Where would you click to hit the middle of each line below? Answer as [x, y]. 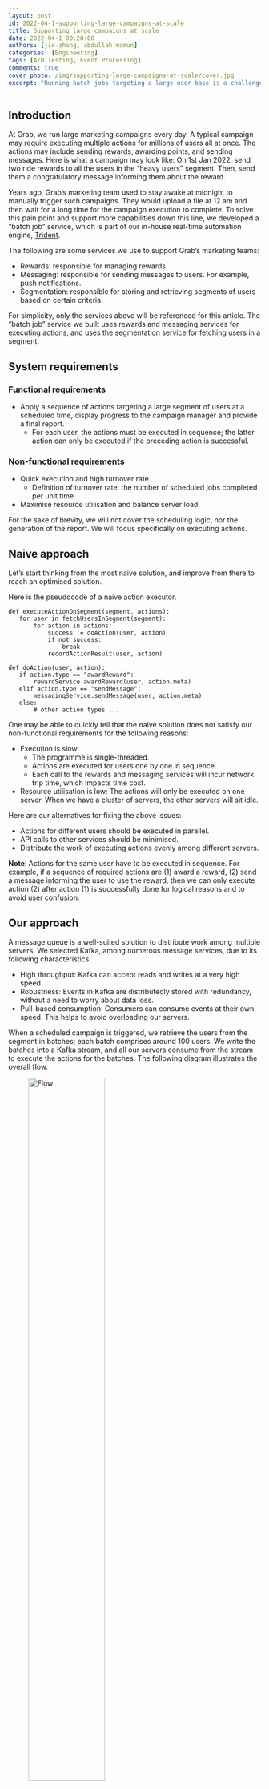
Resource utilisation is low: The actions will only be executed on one [132, 792]
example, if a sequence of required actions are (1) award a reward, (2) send [132, 872]
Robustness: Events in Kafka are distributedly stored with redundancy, [136, 991]
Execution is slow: [50, 749]
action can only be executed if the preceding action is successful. [141, 441]
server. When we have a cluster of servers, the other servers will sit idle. [139, 800]
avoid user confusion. [44, 897]
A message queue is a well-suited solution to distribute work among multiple [134, 941]
